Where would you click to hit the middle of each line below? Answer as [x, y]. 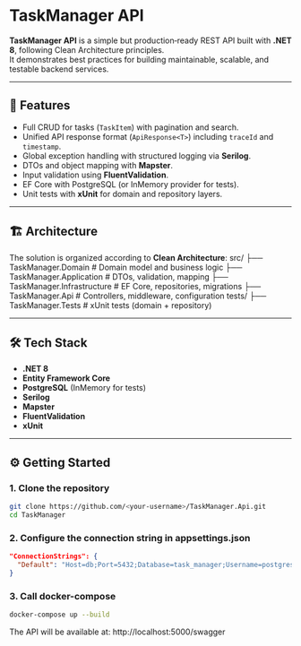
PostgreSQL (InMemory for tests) [84, 388]
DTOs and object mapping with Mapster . [97, 165]
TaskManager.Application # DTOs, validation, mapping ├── [119, 276]
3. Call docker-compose [63, 596]
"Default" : [38, 564]
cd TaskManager [38, 515]
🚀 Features [40, 105]
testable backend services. [59, 69]
